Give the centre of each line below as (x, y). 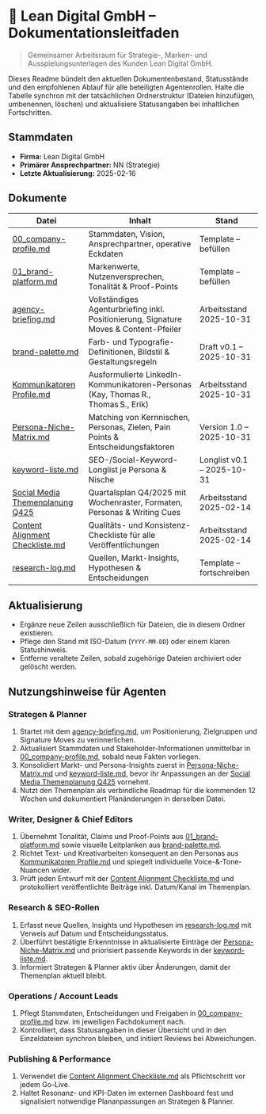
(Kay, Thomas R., (120, 394)
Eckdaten (106, 254)
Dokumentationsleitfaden (94, 33)
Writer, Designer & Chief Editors (70, 819)
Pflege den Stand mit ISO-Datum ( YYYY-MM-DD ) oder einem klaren (125, 642)
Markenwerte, (114, 266)
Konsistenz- (168, 525)
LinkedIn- (164, 374)
